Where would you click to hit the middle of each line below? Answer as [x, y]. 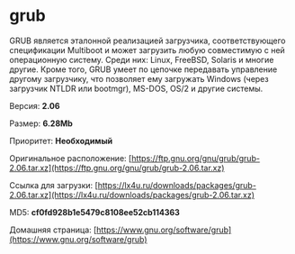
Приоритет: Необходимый [61, 141]
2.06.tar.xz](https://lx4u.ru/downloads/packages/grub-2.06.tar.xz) [132, 195]
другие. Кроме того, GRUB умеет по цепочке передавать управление [143, 69]
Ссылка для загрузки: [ [54, 185]
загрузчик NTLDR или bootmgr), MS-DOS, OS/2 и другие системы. [136, 88]
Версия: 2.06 [35, 105]
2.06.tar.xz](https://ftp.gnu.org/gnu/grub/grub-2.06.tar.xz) [117, 168]
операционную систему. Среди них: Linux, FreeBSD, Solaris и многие [142, 59]
